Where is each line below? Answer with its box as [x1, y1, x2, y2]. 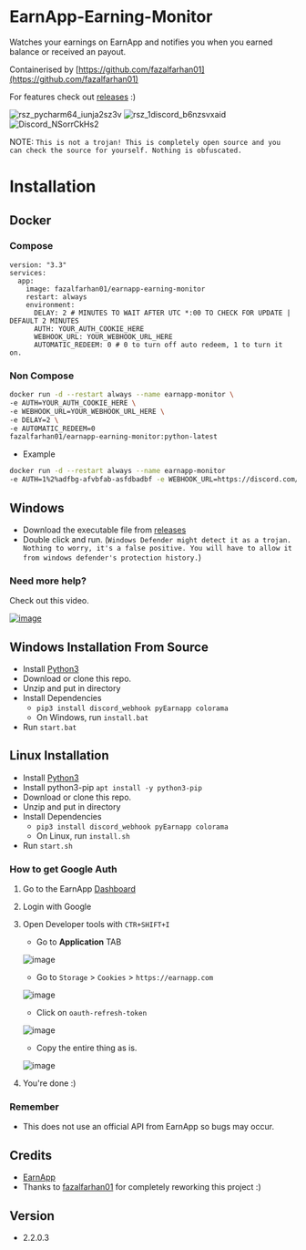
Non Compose [9, 369, 75, 382]
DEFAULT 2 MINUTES [9, 316, 79, 325]
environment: [25, 300, 76, 309]
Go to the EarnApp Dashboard [22, 883, 137, 894]
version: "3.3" [9, 260, 67, 270]
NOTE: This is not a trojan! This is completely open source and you [9, 136, 280, 147]
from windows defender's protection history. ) [22, 552, 202, 563]
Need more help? [9, 574, 87, 587]
